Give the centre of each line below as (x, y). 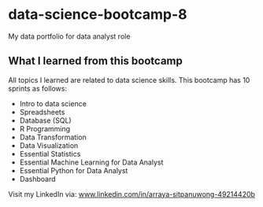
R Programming (45, 128)
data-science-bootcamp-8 (98, 15)
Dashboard (38, 179)
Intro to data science (53, 103)
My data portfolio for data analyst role (69, 36)
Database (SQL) (46, 120)
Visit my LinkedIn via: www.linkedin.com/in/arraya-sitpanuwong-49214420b (132, 194)
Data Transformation (53, 137)
